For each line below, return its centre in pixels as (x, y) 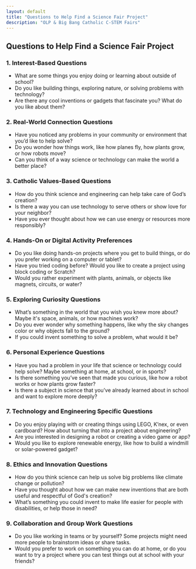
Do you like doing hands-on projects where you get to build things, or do (102, 253)
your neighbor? (33, 212)
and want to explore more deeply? (56, 396)
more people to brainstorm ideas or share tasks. (72, 543)
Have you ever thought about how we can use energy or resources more (102, 219)
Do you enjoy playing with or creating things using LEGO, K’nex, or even (102, 424)
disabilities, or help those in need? (56, 509)
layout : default (26, 11)
